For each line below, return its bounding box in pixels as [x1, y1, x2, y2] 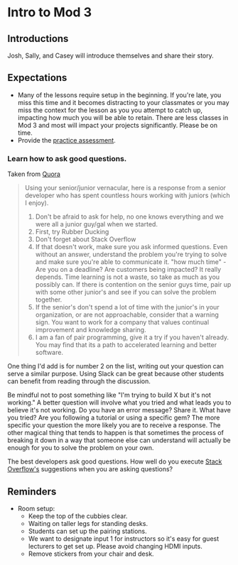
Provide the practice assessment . [17, 136, 116, 144]
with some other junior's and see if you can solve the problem [35, 288, 217, 297]
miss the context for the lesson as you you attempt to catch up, [17, 106, 203, 114]
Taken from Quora [7, 170, 60, 178]
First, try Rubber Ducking [35, 228, 109, 236]
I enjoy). [24, 199, 49, 207]
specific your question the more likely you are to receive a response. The [7, 421, 221, 429]
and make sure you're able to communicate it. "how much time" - [35, 258, 227, 266]
